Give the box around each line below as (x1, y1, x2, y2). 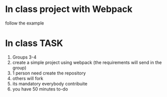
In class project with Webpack (5, 3, 133, 15)
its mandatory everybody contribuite (12, 80, 88, 86)
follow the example (5, 20, 44, 26)
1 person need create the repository (12, 70, 86, 76)
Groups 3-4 (12, 54, 36, 60)
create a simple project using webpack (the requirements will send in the (12, 59, 162, 65)
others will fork (12, 75, 43, 81)
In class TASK (5, 37, 63, 49)
